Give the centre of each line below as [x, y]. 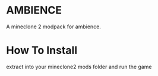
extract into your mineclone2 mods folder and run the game [79, 67]
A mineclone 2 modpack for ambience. [53, 27]
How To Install [42, 50]
